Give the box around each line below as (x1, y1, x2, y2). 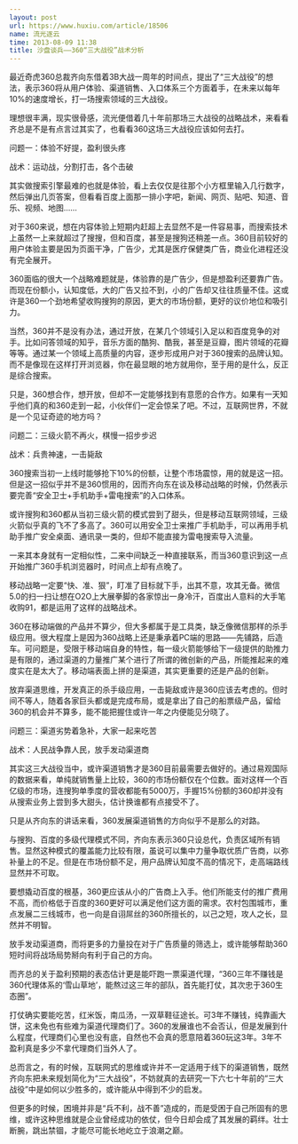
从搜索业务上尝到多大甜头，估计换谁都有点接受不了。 (9, 797, 204, 807)
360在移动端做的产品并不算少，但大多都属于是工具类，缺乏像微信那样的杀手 (9, 621, 288, 632)
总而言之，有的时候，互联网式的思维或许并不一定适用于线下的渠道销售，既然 (9, 1062, 289, 1073)
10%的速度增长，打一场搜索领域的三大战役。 (9, 94, 173, 105)
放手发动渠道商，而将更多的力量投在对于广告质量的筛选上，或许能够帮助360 (9, 939, 288, 949)
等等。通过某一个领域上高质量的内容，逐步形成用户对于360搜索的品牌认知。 (9, 348, 288, 359)
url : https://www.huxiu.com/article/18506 (9, 21, 169, 30)
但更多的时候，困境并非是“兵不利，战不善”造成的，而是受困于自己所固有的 (9, 1103, 281, 1114)
